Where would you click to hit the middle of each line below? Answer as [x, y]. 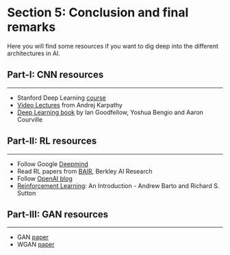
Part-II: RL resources [52, 141]
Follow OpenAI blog [45, 178]
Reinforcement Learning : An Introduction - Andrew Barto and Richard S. [118, 185]
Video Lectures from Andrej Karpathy [70, 105]
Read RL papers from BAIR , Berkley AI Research [85, 171]
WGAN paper [36, 245]
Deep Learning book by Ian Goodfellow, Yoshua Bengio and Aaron [110, 112]
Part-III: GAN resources [58, 214]
